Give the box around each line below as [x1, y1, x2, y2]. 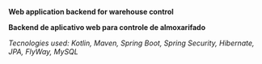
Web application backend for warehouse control [8, 7, 174, 16]
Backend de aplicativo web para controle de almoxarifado [8, 23, 206, 32]
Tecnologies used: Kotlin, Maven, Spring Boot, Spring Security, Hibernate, [8, 38, 255, 48]
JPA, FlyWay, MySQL [8, 47, 78, 56]
